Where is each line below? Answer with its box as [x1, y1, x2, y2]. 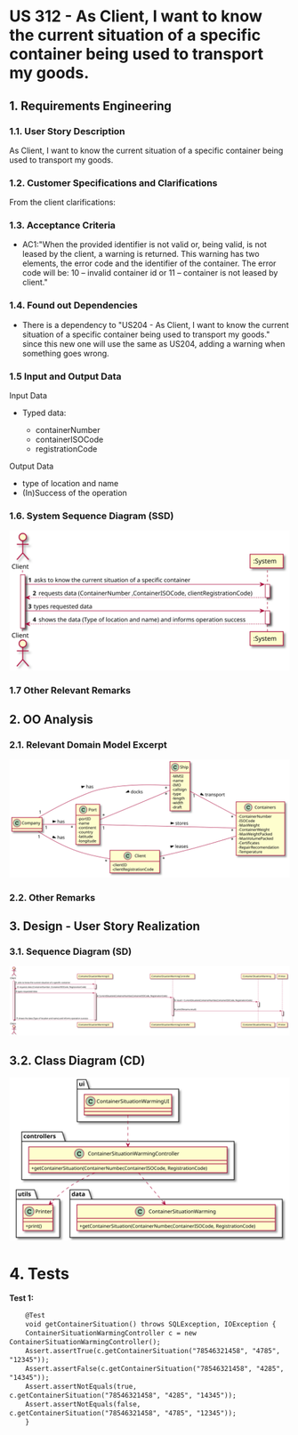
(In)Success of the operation [21, 487, 127, 499]
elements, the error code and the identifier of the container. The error [21, 258, 277, 269]
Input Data [9, 390, 47, 401]
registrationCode [35, 444, 98, 454]
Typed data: [21, 407, 67, 419]
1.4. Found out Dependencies [9, 300, 138, 312]
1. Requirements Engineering [9, 98, 172, 113]
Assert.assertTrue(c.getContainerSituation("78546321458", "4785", [25, 1347, 280, 1356]
